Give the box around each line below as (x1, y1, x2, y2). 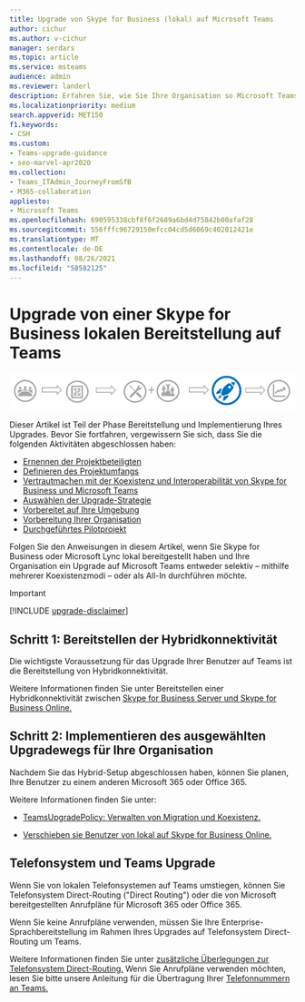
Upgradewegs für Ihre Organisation (9, 742, 214, 758)
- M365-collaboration (9, 187, 92, 196)
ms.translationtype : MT (9, 235, 100, 244)
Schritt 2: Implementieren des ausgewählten (9, 729, 266, 744)
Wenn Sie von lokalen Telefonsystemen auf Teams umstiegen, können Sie (9, 879, 286, 890)
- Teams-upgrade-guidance (9, 149, 107, 158)
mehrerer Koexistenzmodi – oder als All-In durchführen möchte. (9, 570, 248, 581)
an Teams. (9, 982, 48, 993)
